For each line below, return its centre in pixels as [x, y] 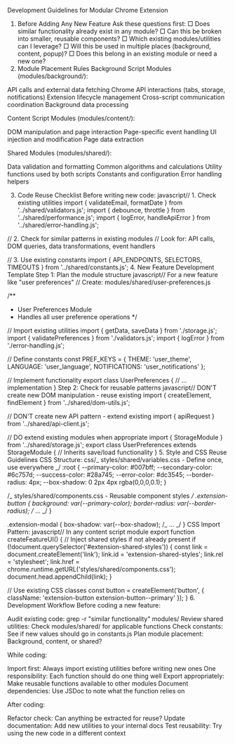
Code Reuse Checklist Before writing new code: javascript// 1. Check [117, 195]
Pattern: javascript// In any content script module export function [101, 532]
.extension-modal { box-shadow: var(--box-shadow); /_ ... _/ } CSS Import [114, 524]
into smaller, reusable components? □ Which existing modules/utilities [119, 39]
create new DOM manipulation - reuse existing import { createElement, [109, 395]
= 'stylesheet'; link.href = [43, 562]
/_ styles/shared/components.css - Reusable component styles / [101, 496]
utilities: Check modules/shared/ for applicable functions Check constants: [115, 626]
